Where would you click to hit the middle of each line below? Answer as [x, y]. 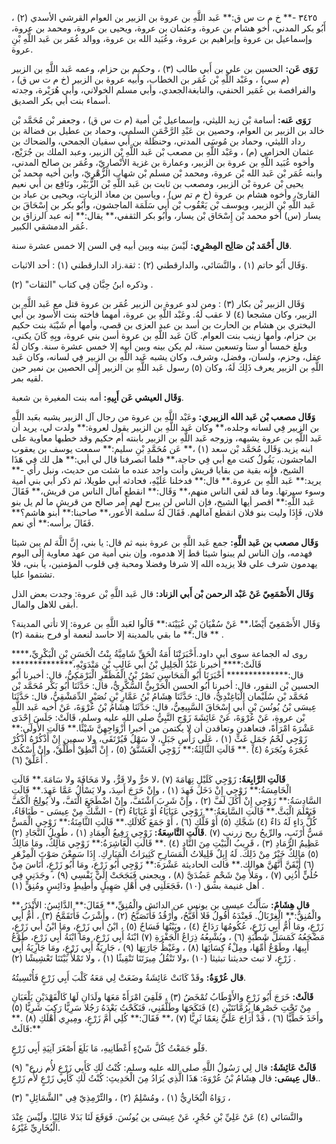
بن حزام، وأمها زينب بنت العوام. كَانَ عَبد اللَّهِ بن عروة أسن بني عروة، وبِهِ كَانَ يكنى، [164, 335]
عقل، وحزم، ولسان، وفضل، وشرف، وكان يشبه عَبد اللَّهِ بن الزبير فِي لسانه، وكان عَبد [167, 356]
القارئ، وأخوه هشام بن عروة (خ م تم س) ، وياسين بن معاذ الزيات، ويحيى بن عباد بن [166, 194]
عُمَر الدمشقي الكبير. [50, 226]
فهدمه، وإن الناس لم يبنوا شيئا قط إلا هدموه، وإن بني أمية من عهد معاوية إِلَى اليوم [162, 553]
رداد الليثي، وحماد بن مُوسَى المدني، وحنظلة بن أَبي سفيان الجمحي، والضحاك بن [158, 141]
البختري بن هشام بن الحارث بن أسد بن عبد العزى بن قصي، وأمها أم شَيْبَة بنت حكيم [163, 325]
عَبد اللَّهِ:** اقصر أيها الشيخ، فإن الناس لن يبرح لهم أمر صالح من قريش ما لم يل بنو [163, 501]
